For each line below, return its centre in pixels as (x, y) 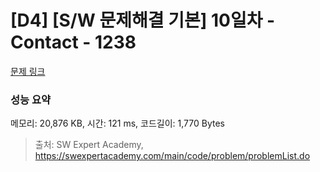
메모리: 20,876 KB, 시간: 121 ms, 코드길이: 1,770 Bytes (118, 123)
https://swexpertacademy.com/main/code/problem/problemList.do (172, 156)
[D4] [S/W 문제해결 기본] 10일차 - (143, 20)
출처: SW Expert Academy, (89, 145)
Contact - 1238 (73, 42)
